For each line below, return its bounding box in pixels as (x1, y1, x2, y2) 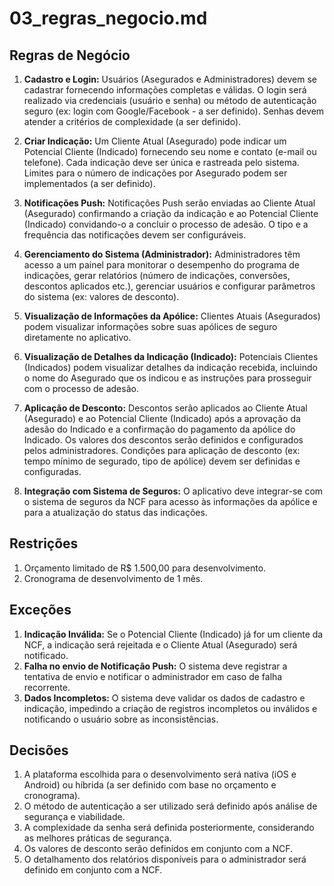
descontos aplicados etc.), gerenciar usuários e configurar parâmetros (23, 280, 316, 292)
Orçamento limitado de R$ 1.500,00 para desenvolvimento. (23, 562, 267, 574)
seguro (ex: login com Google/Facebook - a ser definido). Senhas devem (23, 105, 325, 117)
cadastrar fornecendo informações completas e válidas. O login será (23, 84, 307, 96)
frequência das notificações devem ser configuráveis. (23, 229, 247, 241)
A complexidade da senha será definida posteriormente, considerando (23, 822, 315, 834)
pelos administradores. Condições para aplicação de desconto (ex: (23, 445, 301, 456)
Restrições (9, 535, 79, 552)
